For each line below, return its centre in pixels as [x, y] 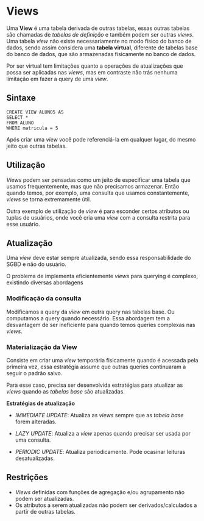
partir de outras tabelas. [45, 511]
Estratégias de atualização [40, 403]
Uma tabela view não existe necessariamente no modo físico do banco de [99, 41]
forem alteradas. [36, 422]
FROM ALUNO [20, 123]
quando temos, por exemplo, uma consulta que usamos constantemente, [98, 193]
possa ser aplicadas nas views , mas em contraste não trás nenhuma [92, 72]
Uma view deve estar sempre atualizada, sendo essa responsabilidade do [99, 258]
